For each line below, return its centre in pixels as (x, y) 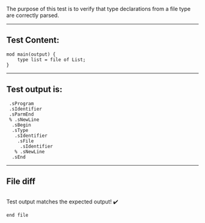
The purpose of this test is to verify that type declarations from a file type (99, 9)
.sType (20, 130)
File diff (21, 182)
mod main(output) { (31, 54)
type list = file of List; (52, 60)
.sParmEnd (21, 114)
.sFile (26, 141)
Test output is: (34, 90)
